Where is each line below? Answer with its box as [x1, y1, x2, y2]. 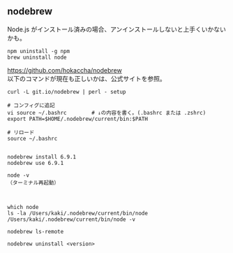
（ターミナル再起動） [7, 179, 59, 186]
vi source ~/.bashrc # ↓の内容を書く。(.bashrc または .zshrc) [7, 109, 206, 116]
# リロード [7, 129, 35, 136]
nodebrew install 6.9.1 [7, 153, 77, 160]
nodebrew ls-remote [7, 228, 64, 235]
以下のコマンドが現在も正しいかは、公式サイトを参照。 [7, 74, 166, 82]
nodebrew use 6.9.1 [7, 159, 64, 166]
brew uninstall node [7, 54, 68, 61]
